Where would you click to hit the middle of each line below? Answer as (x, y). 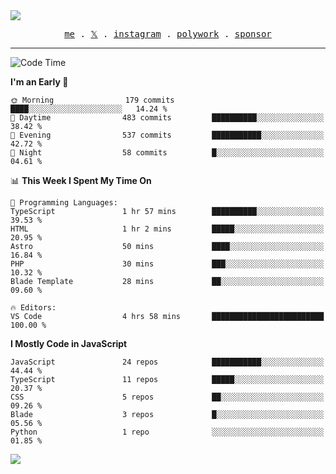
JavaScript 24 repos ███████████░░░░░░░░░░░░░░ (167, 362)
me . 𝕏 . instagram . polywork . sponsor (168, 34)
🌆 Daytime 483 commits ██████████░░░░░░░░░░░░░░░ (167, 118)
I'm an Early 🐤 (39, 82)
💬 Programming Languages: (64, 203)
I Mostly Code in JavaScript (69, 343)
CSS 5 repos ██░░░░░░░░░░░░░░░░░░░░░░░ (167, 397)
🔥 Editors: (33, 308)
